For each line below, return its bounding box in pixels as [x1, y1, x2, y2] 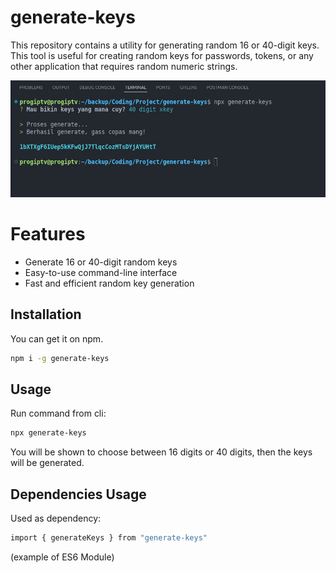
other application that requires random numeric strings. [10, 60, 238, 72]
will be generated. [10, 457, 85, 469]
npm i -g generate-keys [10, 353, 110, 363]
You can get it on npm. [10, 332, 104, 345]
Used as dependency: [10, 512, 102, 525]
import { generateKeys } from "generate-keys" [10, 533, 208, 543]
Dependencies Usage [10, 486, 147, 503]
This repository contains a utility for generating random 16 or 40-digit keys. [10, 39, 320, 51]
